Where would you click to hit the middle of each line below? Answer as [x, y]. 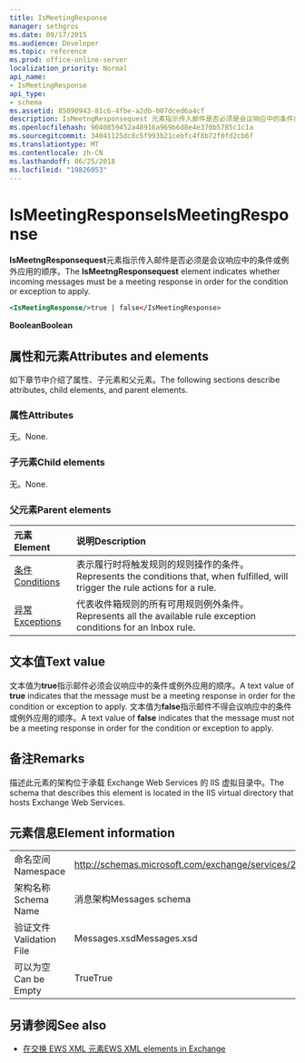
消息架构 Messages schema [133, 900]
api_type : [28, 94]
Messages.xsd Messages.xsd [136, 939]
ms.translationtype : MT [54, 144]
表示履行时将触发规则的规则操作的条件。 [162, 564]
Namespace [40, 871]
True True [93, 979]
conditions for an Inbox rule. [136, 627]
